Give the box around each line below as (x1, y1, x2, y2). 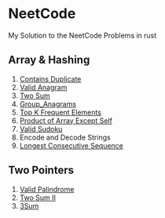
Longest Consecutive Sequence (19, 140, 124, 150)
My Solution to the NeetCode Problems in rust (8, 31, 157, 40)
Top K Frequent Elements (19, 107, 102, 117)
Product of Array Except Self (19, 115, 112, 125)
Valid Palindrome (19, 184, 75, 194)
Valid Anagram (19, 82, 68, 92)
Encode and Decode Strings (19, 133, 112, 142)
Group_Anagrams (19, 99, 77, 108)
